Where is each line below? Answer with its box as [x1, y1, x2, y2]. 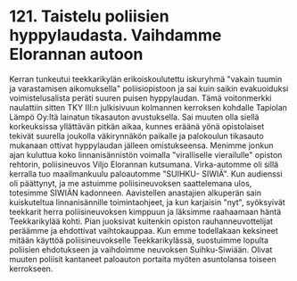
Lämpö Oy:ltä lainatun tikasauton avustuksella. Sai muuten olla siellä [9, 112, 260, 122]
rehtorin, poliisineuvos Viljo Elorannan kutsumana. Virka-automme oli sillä [9, 159, 279, 169]
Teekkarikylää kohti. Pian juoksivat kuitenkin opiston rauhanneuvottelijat [9, 216, 274, 227]
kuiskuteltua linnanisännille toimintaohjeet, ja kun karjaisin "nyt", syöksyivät [9, 196, 285, 207]
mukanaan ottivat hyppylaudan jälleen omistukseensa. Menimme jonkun [9, 140, 274, 151]
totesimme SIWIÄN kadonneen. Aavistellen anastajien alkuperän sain [9, 187, 261, 198]
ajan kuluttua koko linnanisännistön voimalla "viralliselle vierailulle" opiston [9, 149, 283, 160]
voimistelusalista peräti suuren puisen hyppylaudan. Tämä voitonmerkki [9, 92, 272, 103]
